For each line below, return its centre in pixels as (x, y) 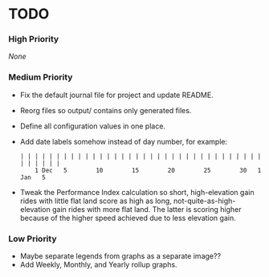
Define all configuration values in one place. (93, 126)
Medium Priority (41, 77)
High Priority (34, 39)
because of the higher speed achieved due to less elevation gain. (128, 218)
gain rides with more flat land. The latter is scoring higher (147, 209)
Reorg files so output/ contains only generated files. (106, 110)
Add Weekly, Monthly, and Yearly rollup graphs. (99, 265)
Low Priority (33, 238)
